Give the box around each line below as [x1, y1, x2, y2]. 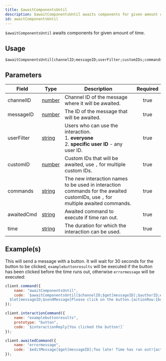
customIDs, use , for [64, 194, 113, 201]
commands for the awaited [64, 188, 127, 194]
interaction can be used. [64, 228, 121, 235]
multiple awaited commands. [64, 200, 131, 206]
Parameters [5, 71, 42, 79]
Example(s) [5, 245, 41, 253]
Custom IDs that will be [64, 155, 119, 161]
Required [136, 85, 159, 92]
